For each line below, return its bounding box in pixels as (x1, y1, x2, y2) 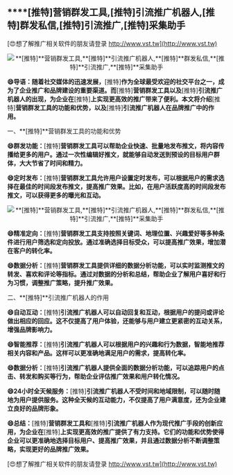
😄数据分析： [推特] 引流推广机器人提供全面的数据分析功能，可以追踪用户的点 (7, 363, 225, 372)
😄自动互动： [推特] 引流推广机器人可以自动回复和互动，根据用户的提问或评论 (7, 308, 225, 316)
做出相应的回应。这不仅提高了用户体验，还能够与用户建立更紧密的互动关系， (7, 316, 226, 325)
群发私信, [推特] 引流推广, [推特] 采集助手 (19, 19, 186, 31)
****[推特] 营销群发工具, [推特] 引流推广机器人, (7, 6, 202, 19)
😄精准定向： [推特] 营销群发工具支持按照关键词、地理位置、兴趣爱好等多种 (7, 229, 218, 237)
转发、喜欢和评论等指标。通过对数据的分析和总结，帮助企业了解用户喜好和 (7, 270, 220, 278)
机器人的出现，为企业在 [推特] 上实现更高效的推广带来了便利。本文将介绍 (7, 94, 213, 103)
